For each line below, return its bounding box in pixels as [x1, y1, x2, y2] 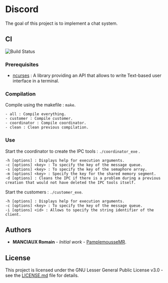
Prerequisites [5, 61, 39, 68]
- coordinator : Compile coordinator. [5, 120, 87, 126]
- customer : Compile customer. [5, 116, 73, 121]
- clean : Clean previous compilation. [5, 125, 89, 130]
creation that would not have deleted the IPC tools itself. [5, 180, 136, 185]
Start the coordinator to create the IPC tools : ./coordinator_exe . [5, 148, 140, 154]
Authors [5, 226, 32, 234]
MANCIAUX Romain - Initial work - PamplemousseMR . [12, 239, 127, 245]
